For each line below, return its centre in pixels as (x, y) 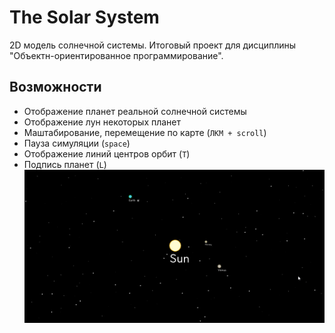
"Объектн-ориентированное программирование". (116, 55)
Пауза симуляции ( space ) (77, 143)
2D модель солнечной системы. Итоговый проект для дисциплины (153, 45)
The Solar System (84, 17)
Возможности (55, 87)
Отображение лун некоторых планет (102, 122)
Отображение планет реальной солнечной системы (135, 111)
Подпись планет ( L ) (65, 164)
